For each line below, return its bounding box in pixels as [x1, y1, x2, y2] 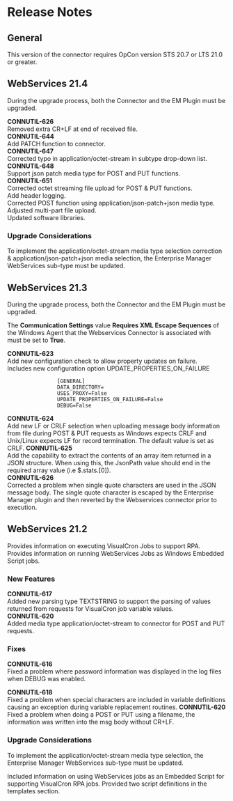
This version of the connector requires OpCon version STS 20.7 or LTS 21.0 [7, 50, 223, 59]
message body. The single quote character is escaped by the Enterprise [7, 488, 214, 497]
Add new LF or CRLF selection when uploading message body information [7, 421, 220, 430]
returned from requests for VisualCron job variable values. [7, 605, 174, 613]
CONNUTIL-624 [7, 414, 54, 422]
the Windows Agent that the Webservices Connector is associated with [7, 328, 211, 336]
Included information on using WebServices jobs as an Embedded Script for [7, 772, 225, 780]
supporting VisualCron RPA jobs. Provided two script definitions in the [7, 779, 207, 788]
